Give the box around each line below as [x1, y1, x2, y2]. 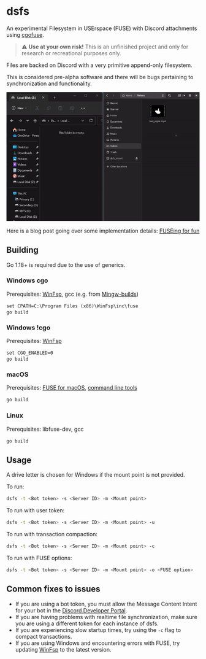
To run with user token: [6, 507, 65, 514]
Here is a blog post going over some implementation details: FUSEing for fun [6, 227, 200, 234]
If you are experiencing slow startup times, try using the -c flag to [15, 626, 181, 633]
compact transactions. [15, 633, 72, 640]
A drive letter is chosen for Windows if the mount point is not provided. [6, 471, 185, 479]
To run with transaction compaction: [6, 531, 98, 538]
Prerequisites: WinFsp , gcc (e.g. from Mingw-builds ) [6, 290, 139, 298]
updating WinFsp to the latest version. [15, 646, 112, 653]
